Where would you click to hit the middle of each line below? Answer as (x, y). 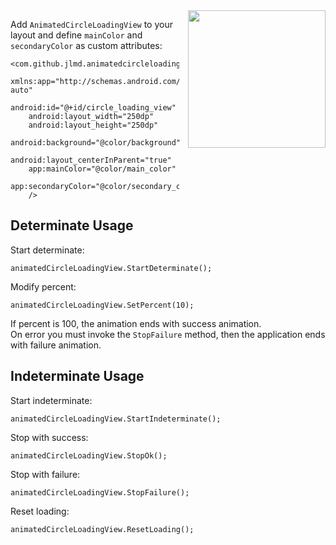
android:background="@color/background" (96, 143)
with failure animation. (56, 345)
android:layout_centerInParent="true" (91, 160)
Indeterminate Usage (77, 376)
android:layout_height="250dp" (93, 125)
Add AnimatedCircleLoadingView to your (91, 24)
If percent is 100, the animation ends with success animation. (136, 323)
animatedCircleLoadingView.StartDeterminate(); (111, 268)
